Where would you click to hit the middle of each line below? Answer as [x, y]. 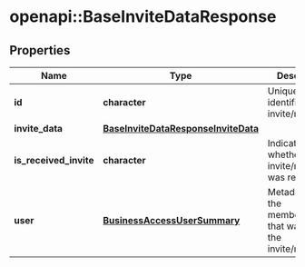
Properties [40, 50]
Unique [283, 91]
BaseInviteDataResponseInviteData [181, 129]
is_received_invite [54, 160]
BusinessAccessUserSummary [172, 220]
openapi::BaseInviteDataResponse [143, 17]
